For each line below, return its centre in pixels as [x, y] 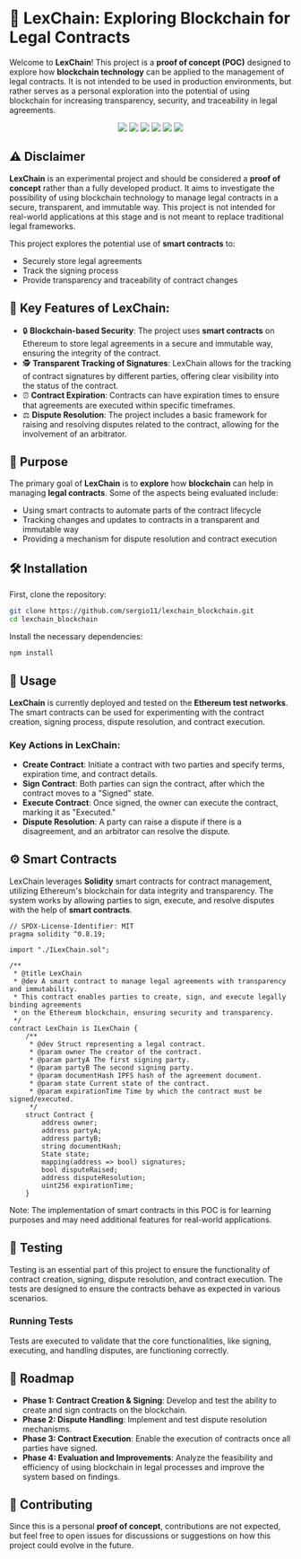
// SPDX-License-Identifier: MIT [72, 926]
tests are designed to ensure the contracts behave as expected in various [145, 1289]
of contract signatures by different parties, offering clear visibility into [150, 375]
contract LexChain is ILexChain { [74, 1028]
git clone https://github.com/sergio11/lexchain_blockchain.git [132, 611]
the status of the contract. [70, 385]
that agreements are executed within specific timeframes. [129, 405]
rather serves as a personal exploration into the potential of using [130, 91]
